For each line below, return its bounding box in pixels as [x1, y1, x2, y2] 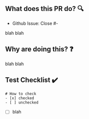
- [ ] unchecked [5, 100, 39, 105]
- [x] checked [5, 96, 35, 101]
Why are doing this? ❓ [5, 45, 74, 54]
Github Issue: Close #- [12, 20, 58, 26]
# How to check [5, 92, 37, 97]
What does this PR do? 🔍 [5, 4, 84, 13]
